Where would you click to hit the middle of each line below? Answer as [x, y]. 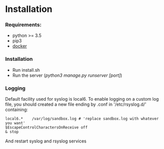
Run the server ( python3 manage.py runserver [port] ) [67, 75]
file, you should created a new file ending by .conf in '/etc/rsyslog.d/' [76, 104]
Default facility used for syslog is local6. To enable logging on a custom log [82, 99]
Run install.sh [26, 70]
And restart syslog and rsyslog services [46, 141]
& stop [12, 132]
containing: [17, 110]
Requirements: [23, 25]
